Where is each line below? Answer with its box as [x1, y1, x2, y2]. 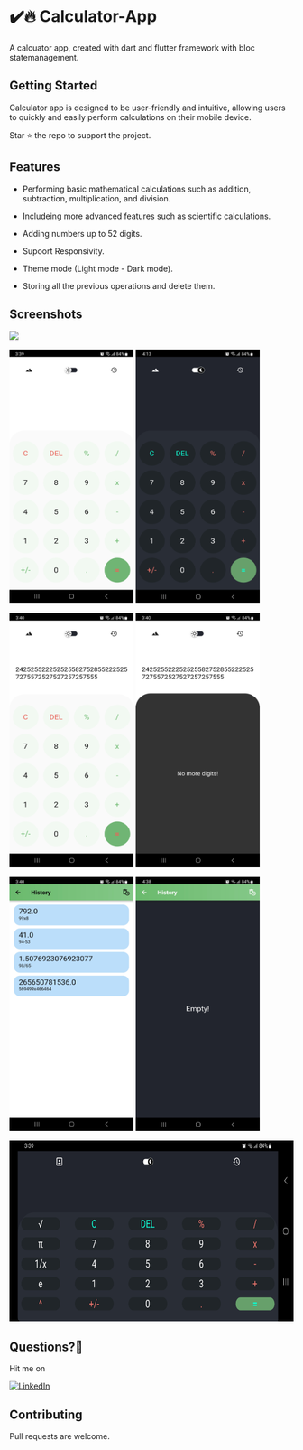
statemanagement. [9, 51, 79, 62]
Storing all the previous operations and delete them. [22, 280, 216, 291]
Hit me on [9, 1363, 46, 1374]
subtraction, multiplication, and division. [22, 192, 171, 203]
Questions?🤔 [9, 1339, 84, 1354]
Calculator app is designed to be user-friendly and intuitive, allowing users [9, 102, 286, 113]
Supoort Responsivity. [22, 245, 106, 257]
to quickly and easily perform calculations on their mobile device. [9, 111, 252, 122]
